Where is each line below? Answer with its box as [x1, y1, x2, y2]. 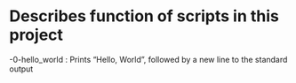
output [9, 64, 34, 74]
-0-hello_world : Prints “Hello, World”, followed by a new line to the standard [9, 54, 288, 64]
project [9, 25, 64, 45]
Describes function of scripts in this [9, 6, 280, 26]
